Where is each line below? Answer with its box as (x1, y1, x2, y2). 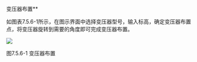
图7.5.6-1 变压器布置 (6, 50, 56, 57)
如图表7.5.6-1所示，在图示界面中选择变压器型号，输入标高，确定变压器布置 (6, 18, 192, 25)
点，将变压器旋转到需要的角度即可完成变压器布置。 (6, 26, 133, 33)
